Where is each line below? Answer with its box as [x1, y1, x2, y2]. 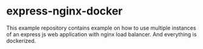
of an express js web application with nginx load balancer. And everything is [6, 30, 197, 38]
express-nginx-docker [6, 4, 123, 18]
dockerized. [6, 37, 36, 44]
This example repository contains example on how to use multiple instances [6, 24, 196, 31]
